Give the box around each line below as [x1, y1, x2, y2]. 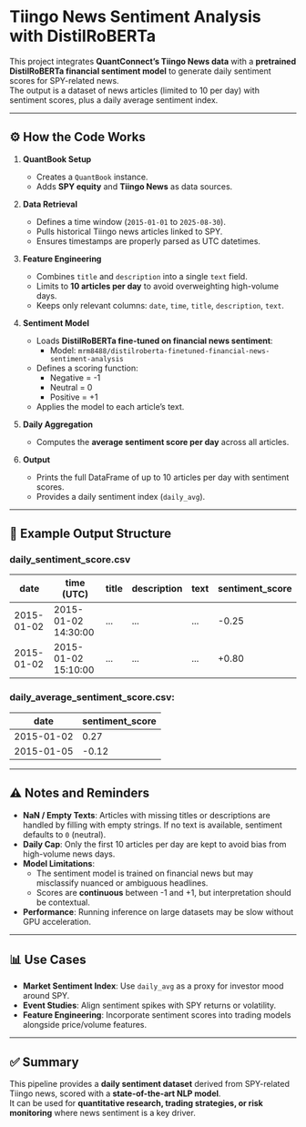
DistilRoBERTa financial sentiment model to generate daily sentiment [9, 66, 271, 76]
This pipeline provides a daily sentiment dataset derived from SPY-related [9, 1079, 290, 1090]
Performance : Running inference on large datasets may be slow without [22, 906, 294, 917]
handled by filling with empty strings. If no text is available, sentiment [22, 819, 282, 830]
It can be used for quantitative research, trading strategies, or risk [9, 1098, 264, 1109]
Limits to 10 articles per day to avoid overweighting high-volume [36, 280, 280, 291]
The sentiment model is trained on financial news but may [36, 868, 253, 878]
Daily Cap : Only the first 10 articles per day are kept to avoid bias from [22, 838, 287, 849]
